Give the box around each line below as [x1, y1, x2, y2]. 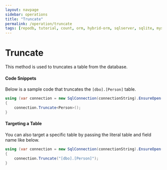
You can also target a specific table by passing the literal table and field [5, 132, 152, 138]
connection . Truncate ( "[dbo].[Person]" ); [14, 156, 99, 161]
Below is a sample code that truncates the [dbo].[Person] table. [5, 86, 136, 92]
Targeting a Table [5, 121, 42, 127]
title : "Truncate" [5, 16, 43, 21]
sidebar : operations [5, 12, 48, 17]
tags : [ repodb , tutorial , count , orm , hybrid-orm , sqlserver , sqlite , [5, 26, 155, 31]
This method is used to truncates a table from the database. [5, 64, 128, 70]
